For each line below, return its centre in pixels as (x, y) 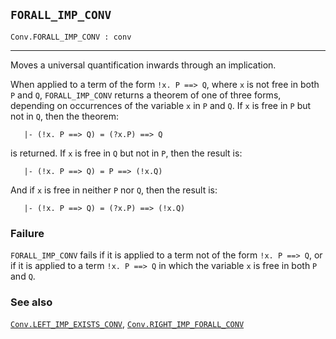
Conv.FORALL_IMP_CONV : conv (71, 37)
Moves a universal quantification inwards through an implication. (143, 65)
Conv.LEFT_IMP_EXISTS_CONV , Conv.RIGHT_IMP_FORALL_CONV (127, 324)
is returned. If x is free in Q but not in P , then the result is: (126, 153)
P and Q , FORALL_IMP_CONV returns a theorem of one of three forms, (146, 95)
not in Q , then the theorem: (65, 116)
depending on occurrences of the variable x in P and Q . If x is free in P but (161, 105)
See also (31, 302)
